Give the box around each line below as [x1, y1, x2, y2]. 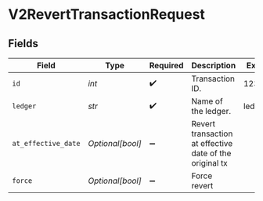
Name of [191, 96, 223, 107]
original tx [191, 158, 229, 168]
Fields [8, 37, 39, 50]
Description [191, 60, 236, 71]
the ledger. [191, 106, 232, 116]
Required [149, 60, 184, 71]
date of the [191, 148, 232, 159]
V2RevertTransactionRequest [8, 5, 206, 24]
